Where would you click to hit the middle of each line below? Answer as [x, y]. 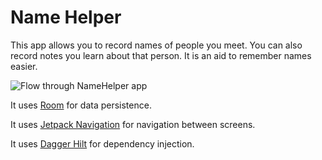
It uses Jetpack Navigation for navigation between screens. [133, 124]
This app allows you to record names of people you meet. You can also [156, 45]
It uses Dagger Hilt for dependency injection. [102, 143]
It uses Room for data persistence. [81, 105]
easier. [24, 66]
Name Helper [66, 17]
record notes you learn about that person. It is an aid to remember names [161, 55]
